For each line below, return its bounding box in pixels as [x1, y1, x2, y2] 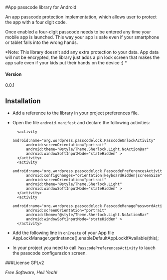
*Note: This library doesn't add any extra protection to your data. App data [5, 49, 159, 55]
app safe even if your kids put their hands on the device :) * [5, 60, 127, 65]
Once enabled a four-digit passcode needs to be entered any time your [5, 29, 151, 34]
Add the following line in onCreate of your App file [12, 230, 115, 236]
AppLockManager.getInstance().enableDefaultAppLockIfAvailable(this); [12, 235, 159, 241]
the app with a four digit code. [5, 19, 67, 25]
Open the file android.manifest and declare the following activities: [12, 120, 151, 126]
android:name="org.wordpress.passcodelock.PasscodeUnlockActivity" [12, 138, 156, 143]
